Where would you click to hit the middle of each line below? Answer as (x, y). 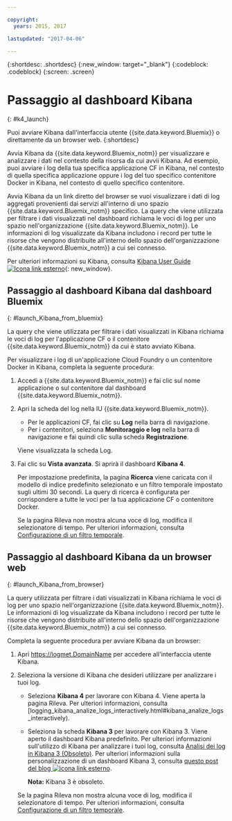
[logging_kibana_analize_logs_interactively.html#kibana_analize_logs (125, 710)
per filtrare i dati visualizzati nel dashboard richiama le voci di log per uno (112, 219)
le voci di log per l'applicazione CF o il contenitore (79, 339)
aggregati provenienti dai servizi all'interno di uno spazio (88, 204)
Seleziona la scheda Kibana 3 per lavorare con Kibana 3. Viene (117, 731)
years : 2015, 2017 (40, 26)
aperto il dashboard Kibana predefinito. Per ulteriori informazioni (119, 738)
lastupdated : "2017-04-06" (46, 39)
